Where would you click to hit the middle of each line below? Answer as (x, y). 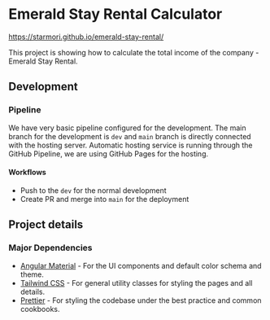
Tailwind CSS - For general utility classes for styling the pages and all (136, 283)
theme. (32, 274)
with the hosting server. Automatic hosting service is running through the (131, 145)
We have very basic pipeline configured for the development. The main (127, 128)
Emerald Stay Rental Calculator (115, 14)
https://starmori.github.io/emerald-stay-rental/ (86, 37)
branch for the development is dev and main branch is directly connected (130, 136)
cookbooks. (40, 309)
